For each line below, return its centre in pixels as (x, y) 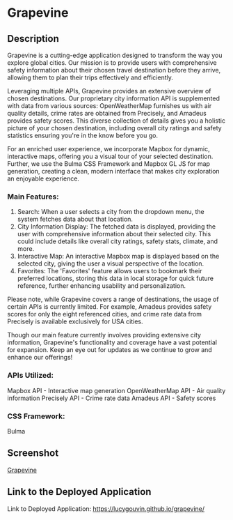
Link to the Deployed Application (79, 492)
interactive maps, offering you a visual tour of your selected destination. (110, 156)
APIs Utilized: (31, 376)
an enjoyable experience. (43, 178)
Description (33, 39)
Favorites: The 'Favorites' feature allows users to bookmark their (110, 271)
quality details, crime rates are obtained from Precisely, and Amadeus (107, 113)
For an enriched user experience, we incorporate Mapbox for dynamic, (109, 149)
